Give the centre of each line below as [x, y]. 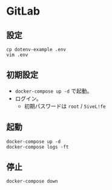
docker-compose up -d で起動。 [54, 91]
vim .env [17, 55]
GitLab [23, 11]
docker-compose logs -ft [38, 147]
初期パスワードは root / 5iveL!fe [65, 106]
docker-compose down [32, 181]
